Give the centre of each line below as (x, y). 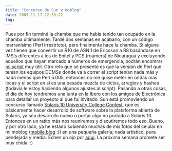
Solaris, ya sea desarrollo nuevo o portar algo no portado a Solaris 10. (79, 116)
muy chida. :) (19, 143)
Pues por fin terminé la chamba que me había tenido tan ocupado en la (80, 34)
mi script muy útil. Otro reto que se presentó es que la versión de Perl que (83, 67)
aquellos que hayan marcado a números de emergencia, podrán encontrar (84, 61)
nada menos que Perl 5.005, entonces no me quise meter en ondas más (81, 78)
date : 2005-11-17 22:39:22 (34, 15)
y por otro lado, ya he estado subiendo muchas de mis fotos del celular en (84, 126)
